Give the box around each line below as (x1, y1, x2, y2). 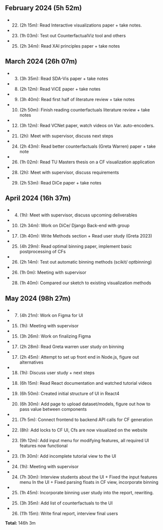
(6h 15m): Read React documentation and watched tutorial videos (19, 380, 152, 386)
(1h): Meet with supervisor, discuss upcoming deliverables (19, 212, 137, 218)
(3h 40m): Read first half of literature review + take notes (19, 96, 135, 102)
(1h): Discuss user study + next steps (19, 370, 95, 376)
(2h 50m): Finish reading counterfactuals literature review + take (19, 106, 150, 112)
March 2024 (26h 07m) (5, 57, 78, 66)
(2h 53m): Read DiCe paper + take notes (19, 180, 102, 185)
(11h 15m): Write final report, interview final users (19, 510, 118, 517)
